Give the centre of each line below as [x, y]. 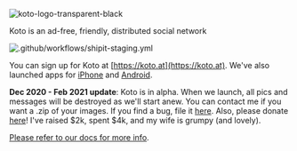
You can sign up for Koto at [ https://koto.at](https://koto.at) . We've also [139, 65]
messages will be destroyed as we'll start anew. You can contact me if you [145, 101]
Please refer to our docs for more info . [79, 137]
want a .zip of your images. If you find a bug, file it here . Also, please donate [149, 111]
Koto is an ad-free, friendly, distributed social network [108, 31]
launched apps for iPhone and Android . [81, 75]
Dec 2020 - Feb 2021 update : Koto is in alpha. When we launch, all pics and [148, 92]
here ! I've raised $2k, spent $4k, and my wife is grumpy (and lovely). [135, 120]
